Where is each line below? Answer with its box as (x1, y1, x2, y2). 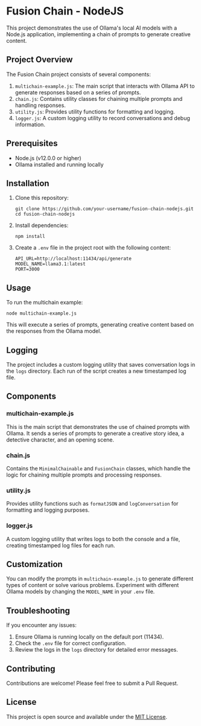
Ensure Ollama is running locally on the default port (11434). (14, 633, 164, 641)
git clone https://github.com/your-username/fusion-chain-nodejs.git (14, 206, 194, 212)
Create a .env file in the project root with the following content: (14, 244, 171, 251)
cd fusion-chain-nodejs (14, 211, 75, 217)
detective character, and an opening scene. (6, 436, 115, 443)
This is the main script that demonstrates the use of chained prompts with (6, 423, 190, 430)
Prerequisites (6, 138, 58, 149)
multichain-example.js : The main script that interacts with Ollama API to (14, 82, 195, 89)
